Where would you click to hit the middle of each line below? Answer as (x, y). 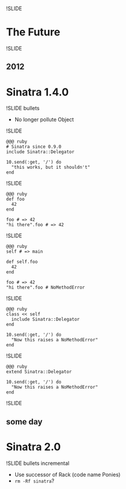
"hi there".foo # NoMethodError (45, 288)
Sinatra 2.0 (33, 446)
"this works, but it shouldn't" (51, 167)
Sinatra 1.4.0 (38, 92)
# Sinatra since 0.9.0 (34, 147)
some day (24, 422)
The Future (33, 32)
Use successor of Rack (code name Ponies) (67, 474)
